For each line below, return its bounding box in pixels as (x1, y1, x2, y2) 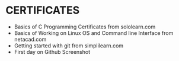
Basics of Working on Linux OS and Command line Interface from (14, 29, 174, 36)
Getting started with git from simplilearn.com (14, 42, 124, 49)
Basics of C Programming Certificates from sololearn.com (14, 23, 156, 30)
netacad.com (14, 36, 47, 43)
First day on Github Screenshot (14, 48, 91, 55)
